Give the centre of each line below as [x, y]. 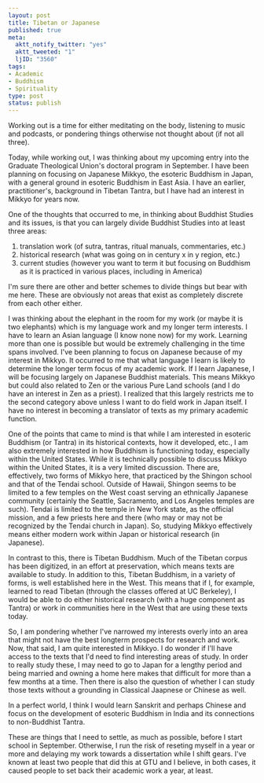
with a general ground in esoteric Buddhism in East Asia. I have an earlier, [127, 182]
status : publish [35, 103]
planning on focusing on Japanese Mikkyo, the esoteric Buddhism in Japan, [131, 175]
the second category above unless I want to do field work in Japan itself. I [128, 403]
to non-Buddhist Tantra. [47, 722]
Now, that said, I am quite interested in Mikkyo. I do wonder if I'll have [121, 649]
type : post [26, 96]
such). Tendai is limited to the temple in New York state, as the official [121, 509]
